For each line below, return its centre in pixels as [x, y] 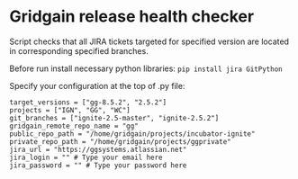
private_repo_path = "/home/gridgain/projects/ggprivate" [120, 141]
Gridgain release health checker [132, 17]
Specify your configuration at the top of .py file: [97, 85]
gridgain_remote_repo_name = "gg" [74, 126]
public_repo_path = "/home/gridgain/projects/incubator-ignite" [132, 134]
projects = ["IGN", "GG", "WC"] [70, 110]
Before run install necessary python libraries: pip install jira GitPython [146, 68]
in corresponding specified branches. [79, 50]
